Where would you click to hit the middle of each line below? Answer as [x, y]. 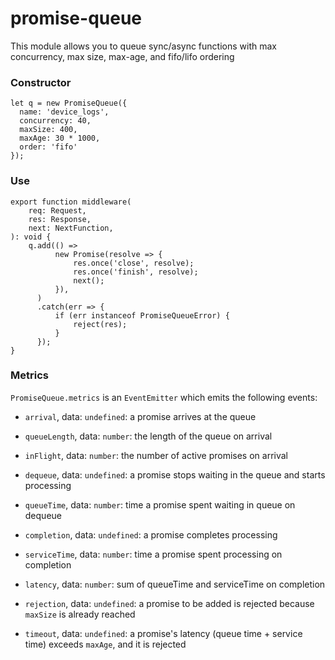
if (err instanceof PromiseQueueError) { [142, 315]
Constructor [41, 82]
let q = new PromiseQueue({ [69, 103]
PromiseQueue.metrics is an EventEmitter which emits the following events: [164, 397]
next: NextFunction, [71, 228]
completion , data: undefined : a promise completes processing [151, 534]
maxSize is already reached [80, 614]
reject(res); [100, 324]
